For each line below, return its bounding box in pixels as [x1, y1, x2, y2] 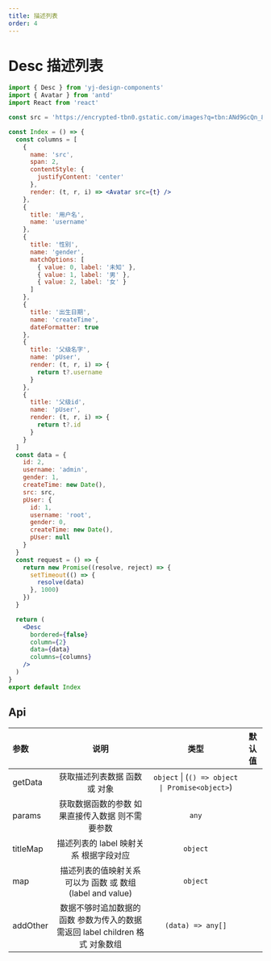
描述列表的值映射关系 [60, 865, 141, 876]
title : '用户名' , [29, 211, 85, 219]
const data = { [15, 451, 67, 459]
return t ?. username [37, 368, 103, 376]
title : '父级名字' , [29, 346, 91, 354]
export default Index [8, 683, 81, 691]
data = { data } [29, 645, 70, 654]
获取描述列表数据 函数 [59, 770, 143, 782]
